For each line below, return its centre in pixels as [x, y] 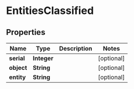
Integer [43, 58]
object [18, 68]
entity [18, 77]
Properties [26, 32]
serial [17, 58]
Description [75, 49]
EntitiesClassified [50, 11]
